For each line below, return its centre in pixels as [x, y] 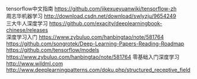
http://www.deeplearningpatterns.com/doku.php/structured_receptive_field [99, 70]
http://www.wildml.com [35, 63]
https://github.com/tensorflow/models [53, 50]
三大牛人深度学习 [27, 23]
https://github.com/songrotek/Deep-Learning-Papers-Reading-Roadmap [95, 44]
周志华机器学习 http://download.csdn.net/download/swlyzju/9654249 [91, 16]
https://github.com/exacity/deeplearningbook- [106, 23]
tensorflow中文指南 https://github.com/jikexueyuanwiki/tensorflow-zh [91, 9]
